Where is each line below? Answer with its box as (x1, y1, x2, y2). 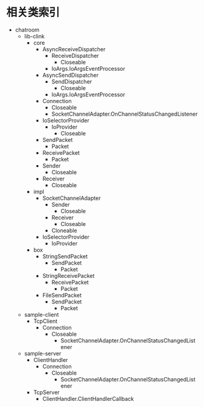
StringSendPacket (42, 252, 88, 260)
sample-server (24, 350, 62, 357)
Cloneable (51, 227, 77, 234)
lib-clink (24, 32, 45, 40)
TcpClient (33, 317, 58, 325)
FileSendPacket (42, 291, 82, 299)
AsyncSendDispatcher (42, 71, 99, 79)
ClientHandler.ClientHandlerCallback (42, 395, 134, 402)
